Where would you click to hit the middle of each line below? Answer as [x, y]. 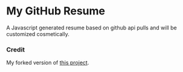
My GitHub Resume [56, 11]
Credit [16, 49]
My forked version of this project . [48, 63]
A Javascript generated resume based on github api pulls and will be [91, 28]
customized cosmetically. [38, 34]
